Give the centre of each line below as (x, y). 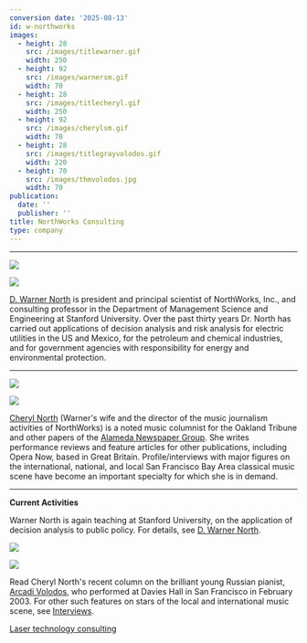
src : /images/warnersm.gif (77, 78)
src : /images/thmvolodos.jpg (81, 179)
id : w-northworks (42, 26)
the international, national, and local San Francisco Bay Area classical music (152, 466)
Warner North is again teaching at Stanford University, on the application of (151, 520)
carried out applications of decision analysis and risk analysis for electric (147, 328)
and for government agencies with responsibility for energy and (129, 347)
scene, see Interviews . (52, 611)
